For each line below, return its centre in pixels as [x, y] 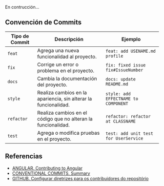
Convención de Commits [43, 22]
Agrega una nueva [58, 50]
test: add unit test [130, 133]
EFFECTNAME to [122, 99]
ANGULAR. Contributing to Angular [47, 168]
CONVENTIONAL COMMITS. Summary [51, 173]
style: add [118, 94]
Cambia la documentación [67, 79]
